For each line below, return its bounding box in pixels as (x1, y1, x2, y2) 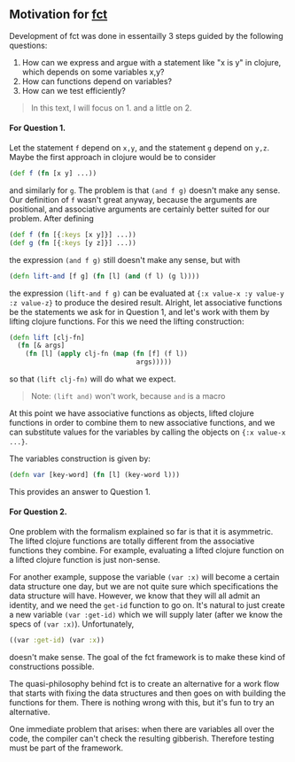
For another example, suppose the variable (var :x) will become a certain (9, 572, 280, 582)
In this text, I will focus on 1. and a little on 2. (30, 102, 192, 113)
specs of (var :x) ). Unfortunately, (9, 619, 135, 629)
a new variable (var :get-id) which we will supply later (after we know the (9, 610, 283, 620)
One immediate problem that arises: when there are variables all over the (9, 723, 275, 734)
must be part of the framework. (9, 743, 124, 753)
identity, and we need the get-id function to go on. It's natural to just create (9, 600, 285, 611)
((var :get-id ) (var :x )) (9, 636, 105, 645)
